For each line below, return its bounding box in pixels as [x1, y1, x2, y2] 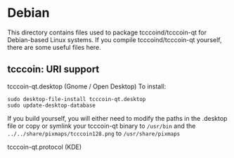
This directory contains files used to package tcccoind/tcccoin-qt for [7, 28, 207, 37]
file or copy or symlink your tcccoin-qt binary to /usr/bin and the [7, 121, 196, 130]
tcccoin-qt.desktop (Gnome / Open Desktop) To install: [7, 82, 167, 91]
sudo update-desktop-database [7, 102, 96, 109]
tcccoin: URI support [7, 63, 100, 75]
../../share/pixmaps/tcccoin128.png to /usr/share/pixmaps [7, 129, 181, 138]
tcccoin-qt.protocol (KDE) [7, 143, 82, 151]
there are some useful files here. [7, 43, 102, 51]
